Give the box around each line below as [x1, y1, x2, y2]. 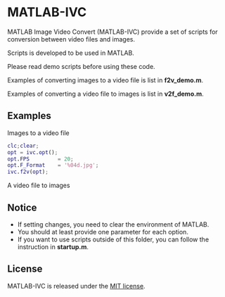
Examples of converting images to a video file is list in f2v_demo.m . [7, 75, 204, 84]
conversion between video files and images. [7, 34, 136, 43]
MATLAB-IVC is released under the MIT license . [7, 282, 146, 290]
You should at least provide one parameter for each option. [17, 227, 188, 236]
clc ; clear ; [7, 142, 39, 149]
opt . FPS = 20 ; [7, 156, 74, 163]
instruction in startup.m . [17, 242, 89, 251]
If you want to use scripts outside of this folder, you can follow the [17, 235, 210, 244]
